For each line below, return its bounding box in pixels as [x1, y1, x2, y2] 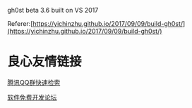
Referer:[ [7, 20, 33, 27]
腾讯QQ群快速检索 [7, 78, 61, 86]
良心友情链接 [7, 54, 83, 69]
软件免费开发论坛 [7, 93, 57, 101]
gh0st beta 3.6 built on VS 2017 [7, 6, 99, 14]
